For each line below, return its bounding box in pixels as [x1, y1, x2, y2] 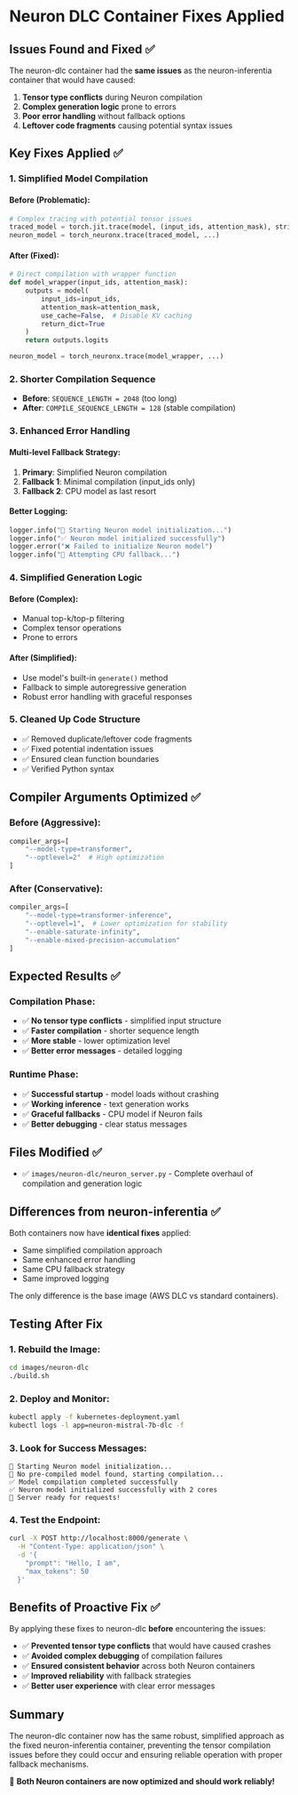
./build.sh [9, 1371, 50, 1380]
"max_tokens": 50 [25, 1567, 90, 1575]
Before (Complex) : [9, 593, 79, 604]
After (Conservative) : [9, 882, 104, 894]
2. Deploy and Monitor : [9, 1392, 110, 1405]
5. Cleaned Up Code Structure [9, 713, 141, 725]
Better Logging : [9, 506, 68, 517]
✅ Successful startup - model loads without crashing [21, 1088, 219, 1099]
